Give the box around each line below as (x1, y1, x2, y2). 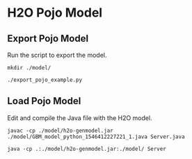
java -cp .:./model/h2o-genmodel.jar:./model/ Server (7, 145, 167, 152)
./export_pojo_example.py (7, 76, 82, 83)
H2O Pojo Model (7, 5, 103, 21)
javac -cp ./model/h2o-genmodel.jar (7, 127, 113, 134)
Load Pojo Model (7, 95, 81, 107)
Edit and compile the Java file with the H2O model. (7, 113, 152, 122)
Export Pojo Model (7, 33, 89, 44)
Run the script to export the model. (7, 51, 107, 59)
